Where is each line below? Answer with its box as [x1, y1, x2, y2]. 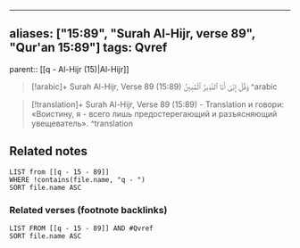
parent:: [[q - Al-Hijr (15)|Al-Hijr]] [9, 63, 129, 74]
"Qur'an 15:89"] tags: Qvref [9, 40, 168, 55]
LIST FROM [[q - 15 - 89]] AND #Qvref [9, 224, 154, 233]
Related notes [9, 144, 87, 159]
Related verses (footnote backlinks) [9, 203, 168, 216]
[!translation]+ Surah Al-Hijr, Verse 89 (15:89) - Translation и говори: [30, 99, 284, 110]
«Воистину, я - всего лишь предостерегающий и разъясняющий [30, 108, 278, 119]
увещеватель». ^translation [30, 118, 134, 128]
